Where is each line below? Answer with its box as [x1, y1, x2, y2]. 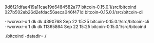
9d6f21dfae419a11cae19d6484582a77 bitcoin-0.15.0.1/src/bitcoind [4, 4, 137, 10]
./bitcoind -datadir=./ [4, 33, 47, 39]
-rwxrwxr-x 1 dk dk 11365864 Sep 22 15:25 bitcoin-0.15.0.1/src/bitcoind [4, 24, 147, 29]
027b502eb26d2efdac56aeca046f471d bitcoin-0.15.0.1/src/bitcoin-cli [4, 9, 144, 15]
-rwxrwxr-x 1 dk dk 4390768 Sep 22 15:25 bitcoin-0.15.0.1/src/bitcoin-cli [4, 19, 149, 24]
